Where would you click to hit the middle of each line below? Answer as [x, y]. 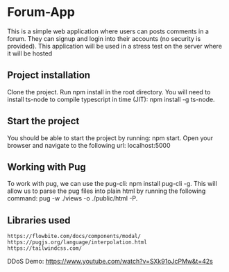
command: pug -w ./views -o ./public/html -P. [73, 198]
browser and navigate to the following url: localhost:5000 [89, 145]
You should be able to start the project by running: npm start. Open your [110, 138]
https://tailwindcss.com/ [44, 248]
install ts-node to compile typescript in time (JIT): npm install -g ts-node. [111, 99]
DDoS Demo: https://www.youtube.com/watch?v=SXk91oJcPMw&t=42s [110, 262]
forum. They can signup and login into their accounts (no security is [104, 38]
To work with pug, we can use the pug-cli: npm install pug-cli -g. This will [112, 184]
